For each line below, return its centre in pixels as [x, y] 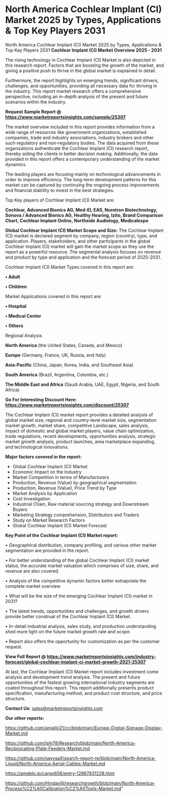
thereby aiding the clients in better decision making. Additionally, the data [81, 154]
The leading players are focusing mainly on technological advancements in [83, 174]
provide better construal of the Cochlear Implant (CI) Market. [68, 616]
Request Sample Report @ [33, 112]
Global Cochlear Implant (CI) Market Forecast [60, 525]
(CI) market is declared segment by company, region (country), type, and [81, 235]
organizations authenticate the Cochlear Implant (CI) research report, [77, 148]
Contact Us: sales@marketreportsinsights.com [54, 708]
